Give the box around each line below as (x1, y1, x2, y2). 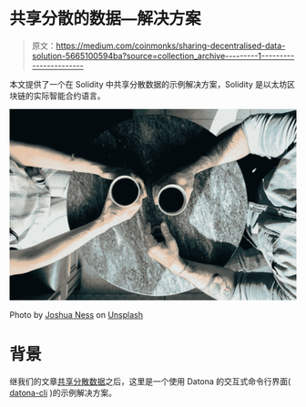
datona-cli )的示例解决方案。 (9, 388, 117, 399)
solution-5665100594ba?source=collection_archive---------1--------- (31, 50, 295, 61)
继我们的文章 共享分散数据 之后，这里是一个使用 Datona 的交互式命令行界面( (9, 376, 291, 387)
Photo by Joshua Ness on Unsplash (9, 310, 144, 321)
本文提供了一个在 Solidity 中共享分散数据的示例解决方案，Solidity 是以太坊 (9, 78, 288, 89)
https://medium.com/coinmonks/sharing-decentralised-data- (56, 40, 286, 51)
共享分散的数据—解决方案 (9, 8, 202, 29)
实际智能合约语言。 (33, 90, 106, 101)
